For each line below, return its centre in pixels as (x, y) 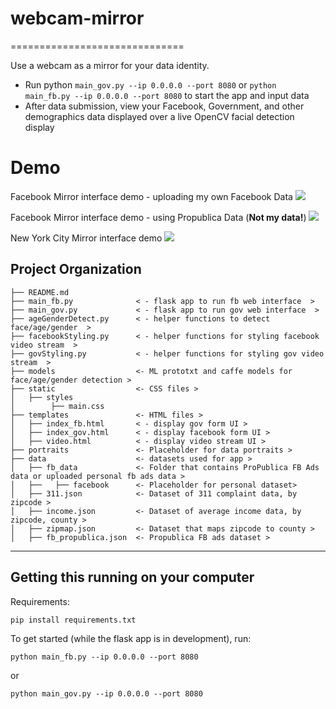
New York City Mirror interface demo (86, 238)
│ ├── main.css (57, 406)
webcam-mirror (77, 18)
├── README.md (40, 292)
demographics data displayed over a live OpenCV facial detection (159, 116)
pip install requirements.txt (73, 620)
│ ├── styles (42, 397)
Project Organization (76, 269)
